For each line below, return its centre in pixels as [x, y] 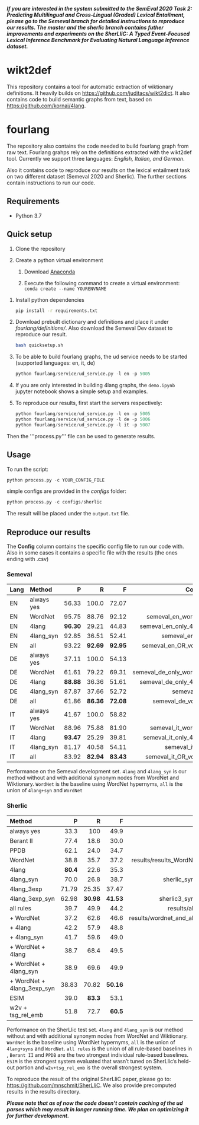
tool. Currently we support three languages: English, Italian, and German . [96, 158]
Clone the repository [40, 248]
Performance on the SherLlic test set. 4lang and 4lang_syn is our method [95, 1030]
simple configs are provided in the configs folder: [66, 491]
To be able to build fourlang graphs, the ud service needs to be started [101, 357]
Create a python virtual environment [59, 260]
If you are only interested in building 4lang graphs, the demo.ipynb [95, 385]
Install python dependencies [50, 299]
